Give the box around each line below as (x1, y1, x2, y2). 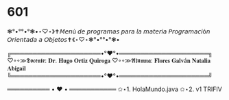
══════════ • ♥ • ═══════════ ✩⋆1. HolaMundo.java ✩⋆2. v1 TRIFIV (7, 85, 223, 93)
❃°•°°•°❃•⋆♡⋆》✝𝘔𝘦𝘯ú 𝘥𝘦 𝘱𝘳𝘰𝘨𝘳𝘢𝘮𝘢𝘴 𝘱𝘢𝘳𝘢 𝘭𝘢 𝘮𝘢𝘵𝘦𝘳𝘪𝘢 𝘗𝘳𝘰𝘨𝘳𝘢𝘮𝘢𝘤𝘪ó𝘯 (7, 27, 210, 35)
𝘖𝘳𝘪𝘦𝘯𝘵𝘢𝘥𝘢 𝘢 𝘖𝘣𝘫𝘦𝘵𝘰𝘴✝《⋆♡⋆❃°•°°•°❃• (7, 35, 120, 43)
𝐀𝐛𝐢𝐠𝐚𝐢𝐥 (7, 64, 26, 72)
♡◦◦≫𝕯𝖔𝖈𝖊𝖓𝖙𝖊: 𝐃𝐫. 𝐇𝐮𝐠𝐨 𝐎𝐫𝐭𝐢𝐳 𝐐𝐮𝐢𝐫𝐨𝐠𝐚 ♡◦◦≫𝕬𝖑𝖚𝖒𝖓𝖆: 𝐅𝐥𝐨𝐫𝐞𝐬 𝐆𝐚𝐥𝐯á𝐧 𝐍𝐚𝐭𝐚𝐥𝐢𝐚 (7, 56, 211, 64)
